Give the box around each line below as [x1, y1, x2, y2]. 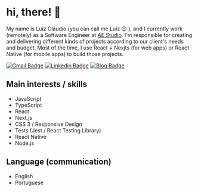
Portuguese [14, 179, 44, 186]
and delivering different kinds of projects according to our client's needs [6, 38, 184, 45]
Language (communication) [6, 157, 112, 167]
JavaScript [14, 95, 42, 102]
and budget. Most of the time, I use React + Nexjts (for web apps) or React [6, 44, 190, 51]
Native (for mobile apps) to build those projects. [6, 50, 124, 57]
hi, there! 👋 [6, 5, 61, 19]
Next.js [14, 114, 33, 121]
